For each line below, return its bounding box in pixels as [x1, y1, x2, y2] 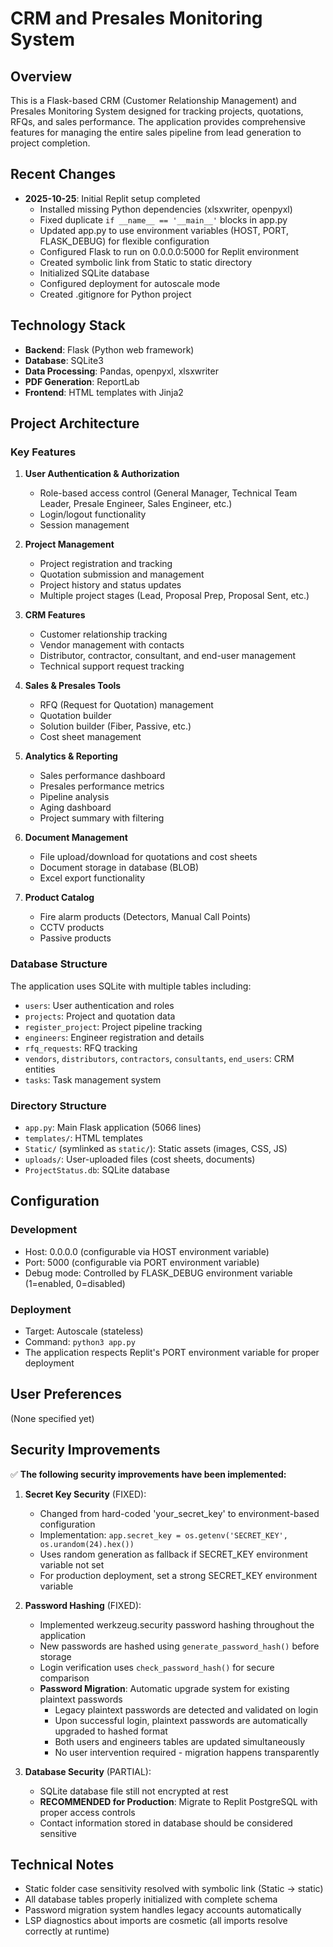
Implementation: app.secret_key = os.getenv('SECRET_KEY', [39, 1528, 288, 1541]
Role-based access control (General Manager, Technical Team [39, 487, 298, 499]
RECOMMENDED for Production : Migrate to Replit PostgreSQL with [39, 1795, 318, 1807]
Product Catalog [24, 892, 95, 904]
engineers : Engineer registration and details [24, 1031, 205, 1043]
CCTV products [39, 922, 105, 934]
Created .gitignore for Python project [39, 288, 192, 300]
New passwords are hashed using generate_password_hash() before [39, 1640, 320, 1652]
